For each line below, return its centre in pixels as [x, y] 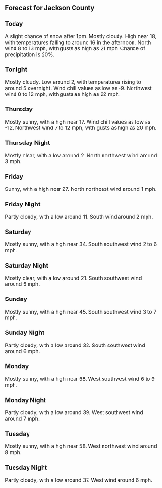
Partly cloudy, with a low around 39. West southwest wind [74, 413]
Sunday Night [25, 333]
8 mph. [13, 453]
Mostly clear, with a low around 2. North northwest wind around [81, 156]
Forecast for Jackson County [50, 8]
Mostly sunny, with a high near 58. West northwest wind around [81, 446]
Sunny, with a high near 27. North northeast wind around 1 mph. [81, 189]
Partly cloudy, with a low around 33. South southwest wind [75, 345]
